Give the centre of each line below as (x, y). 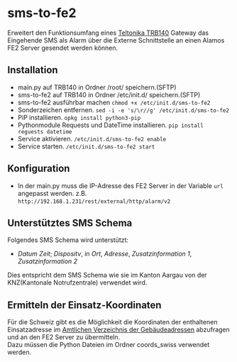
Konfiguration (39, 169)
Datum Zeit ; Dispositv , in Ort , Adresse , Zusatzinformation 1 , (105, 254)
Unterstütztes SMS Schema (70, 223)
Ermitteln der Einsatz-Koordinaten (84, 305)
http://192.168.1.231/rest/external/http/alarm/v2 (94, 201)
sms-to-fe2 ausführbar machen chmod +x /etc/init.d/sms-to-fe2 (114, 102)
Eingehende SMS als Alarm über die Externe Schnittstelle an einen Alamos (116, 40)
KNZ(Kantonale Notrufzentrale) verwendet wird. (77, 283)
